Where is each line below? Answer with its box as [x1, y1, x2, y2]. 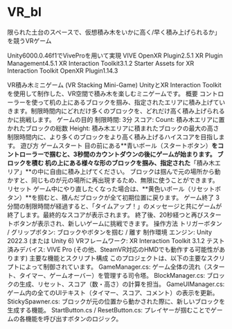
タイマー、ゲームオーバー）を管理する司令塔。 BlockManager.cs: [19, 271, 206, 279]
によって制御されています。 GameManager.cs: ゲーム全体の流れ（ [19, 263, 207, 271]
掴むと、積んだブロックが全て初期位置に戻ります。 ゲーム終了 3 [37, 193, 220, 202]
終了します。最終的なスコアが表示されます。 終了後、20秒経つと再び [7, 211, 204, 219]
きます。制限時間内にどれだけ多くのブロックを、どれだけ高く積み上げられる [7, 107, 225, 115]
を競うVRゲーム [7, 36, 52, 45]
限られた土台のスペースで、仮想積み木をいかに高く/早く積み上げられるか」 [7, 28, 221, 36]
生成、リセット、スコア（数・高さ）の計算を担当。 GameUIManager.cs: [19, 280, 225, 288]
